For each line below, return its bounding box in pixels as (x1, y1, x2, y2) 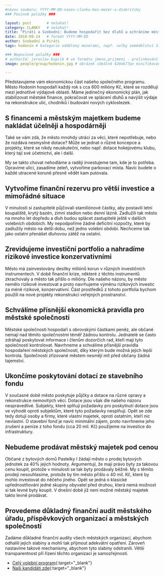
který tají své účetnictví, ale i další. (5, 150, 74, 156)
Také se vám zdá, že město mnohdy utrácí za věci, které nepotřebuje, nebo (5, 135, 156, 140)
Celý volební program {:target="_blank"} (12, 560, 92, 566)
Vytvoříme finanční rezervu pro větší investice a (5, 184, 155, 192)
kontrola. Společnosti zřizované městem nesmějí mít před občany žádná (5, 352, 150, 358)
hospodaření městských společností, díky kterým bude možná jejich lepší (5, 347, 152, 353)
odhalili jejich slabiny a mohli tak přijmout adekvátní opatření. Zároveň (5, 540, 145, 546)
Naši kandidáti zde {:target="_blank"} (12, 565, 86, 571)
